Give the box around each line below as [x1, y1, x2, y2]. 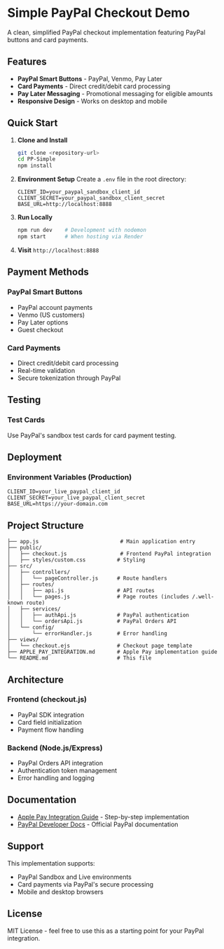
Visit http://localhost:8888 [17, 245, 99, 254]
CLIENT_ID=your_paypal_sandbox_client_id [17, 189, 140, 196]
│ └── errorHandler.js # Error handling [7, 630, 168, 637]
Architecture [7, 674, 64, 685]
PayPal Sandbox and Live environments [17, 873, 132, 881]
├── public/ [7, 545, 42, 552]
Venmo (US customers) [17, 310, 85, 319]
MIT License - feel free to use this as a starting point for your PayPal [7, 927, 204, 935]
